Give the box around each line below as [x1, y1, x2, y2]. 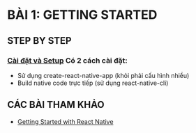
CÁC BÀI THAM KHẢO [7, 99, 105, 111]
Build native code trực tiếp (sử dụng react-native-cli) [17, 79, 169, 87]
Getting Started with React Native [17, 117, 114, 125]
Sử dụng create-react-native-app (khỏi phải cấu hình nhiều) [17, 71, 190, 79]
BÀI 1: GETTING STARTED [7, 7, 158, 23]
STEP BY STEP [7, 35, 72, 47]
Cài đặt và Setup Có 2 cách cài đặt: [7, 56, 128, 65]
